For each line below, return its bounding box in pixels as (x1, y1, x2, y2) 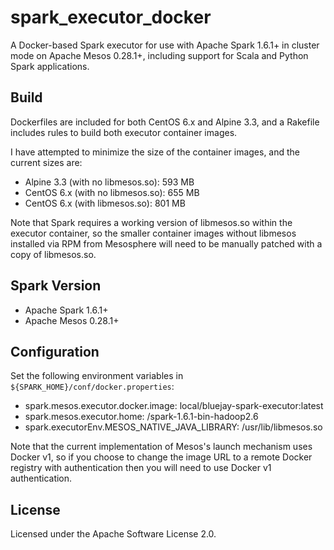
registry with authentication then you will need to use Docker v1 (10, 462, 272, 474)
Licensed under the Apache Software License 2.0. (10, 528, 217, 540)
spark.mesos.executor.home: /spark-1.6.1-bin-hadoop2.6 (24, 411, 259, 423)
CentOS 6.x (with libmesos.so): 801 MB (24, 197, 186, 209)
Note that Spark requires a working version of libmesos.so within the (10, 216, 293, 228)
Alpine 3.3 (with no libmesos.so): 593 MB (24, 176, 195, 188)
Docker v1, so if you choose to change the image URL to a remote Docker (10, 451, 313, 463)
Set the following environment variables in (10, 370, 184, 382)
